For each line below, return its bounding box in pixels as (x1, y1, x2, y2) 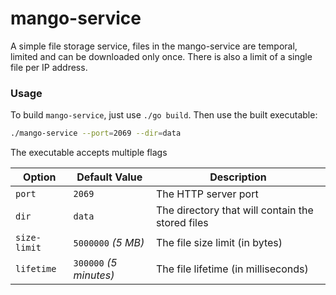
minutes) (73, 268, 115, 282)
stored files (155, 216, 209, 230)
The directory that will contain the (155, 203, 314, 217)
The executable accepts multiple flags (10, 147, 168, 159)
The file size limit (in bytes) (155, 236, 283, 250)
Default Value (76, 170, 143, 184)
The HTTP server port (155, 187, 259, 201)
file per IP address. (10, 61, 88, 73)
